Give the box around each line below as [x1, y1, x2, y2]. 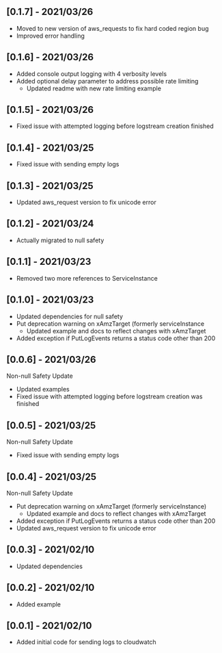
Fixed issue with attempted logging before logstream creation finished [16, 122, 214, 130]
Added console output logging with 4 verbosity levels [16, 69, 167, 78]
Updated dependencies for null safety [16, 312, 124, 320]
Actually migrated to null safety [16, 236, 105, 244]
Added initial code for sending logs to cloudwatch [16, 638, 156, 646]
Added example [16, 600, 61, 609]
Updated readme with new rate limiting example [26, 84, 162, 92]
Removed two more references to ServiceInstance [16, 274, 158, 282]
